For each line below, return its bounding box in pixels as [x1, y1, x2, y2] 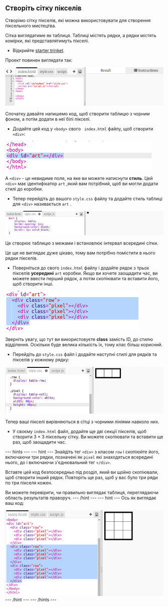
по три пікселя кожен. [5, 480, 53, 486]
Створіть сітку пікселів [5, 4, 82, 13]
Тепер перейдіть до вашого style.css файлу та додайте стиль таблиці [12, 195, 163, 201]
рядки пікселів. [5, 255, 38, 261]
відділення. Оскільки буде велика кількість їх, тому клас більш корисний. [5, 342, 163, 348]
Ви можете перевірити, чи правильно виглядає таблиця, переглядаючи [5, 490, 159, 496]
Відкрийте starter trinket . [12, 47, 65, 53]
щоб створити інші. [12, 281, 54, 287]
